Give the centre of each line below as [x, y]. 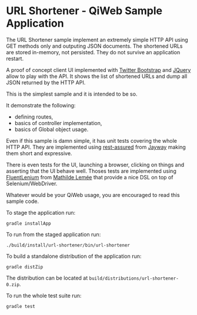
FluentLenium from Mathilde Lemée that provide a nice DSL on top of [90, 177]
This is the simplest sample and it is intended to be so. [72, 94]
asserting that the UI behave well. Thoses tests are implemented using [91, 171]
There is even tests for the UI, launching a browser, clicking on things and [95, 165]
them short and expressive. [39, 153]
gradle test [21, 306]
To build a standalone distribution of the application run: [74, 256]
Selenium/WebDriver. [32, 183]
